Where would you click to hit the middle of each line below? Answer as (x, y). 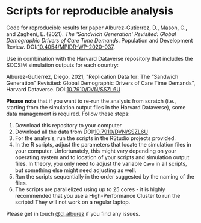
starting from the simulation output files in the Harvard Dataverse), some (96, 107)
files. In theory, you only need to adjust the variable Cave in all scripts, (101, 163)
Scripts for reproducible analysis (90, 11)
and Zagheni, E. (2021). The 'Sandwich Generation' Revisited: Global (91, 34)
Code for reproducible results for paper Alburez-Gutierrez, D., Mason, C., (97, 28)
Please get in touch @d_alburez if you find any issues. (73, 213)
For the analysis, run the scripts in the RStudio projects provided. (95, 138)
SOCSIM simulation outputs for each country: (62, 65)
